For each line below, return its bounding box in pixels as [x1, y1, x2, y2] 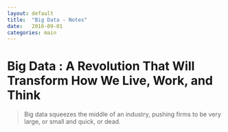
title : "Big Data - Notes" [7, 16, 88, 23]
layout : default [7, 10, 54, 17]
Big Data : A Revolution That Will [7, 59, 195, 74]
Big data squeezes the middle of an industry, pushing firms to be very [23, 110, 222, 118]
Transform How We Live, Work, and [7, 73, 213, 89]
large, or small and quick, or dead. [23, 118, 122, 126]
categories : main [7, 29, 57, 36]
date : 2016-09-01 [7, 23, 63, 29]
